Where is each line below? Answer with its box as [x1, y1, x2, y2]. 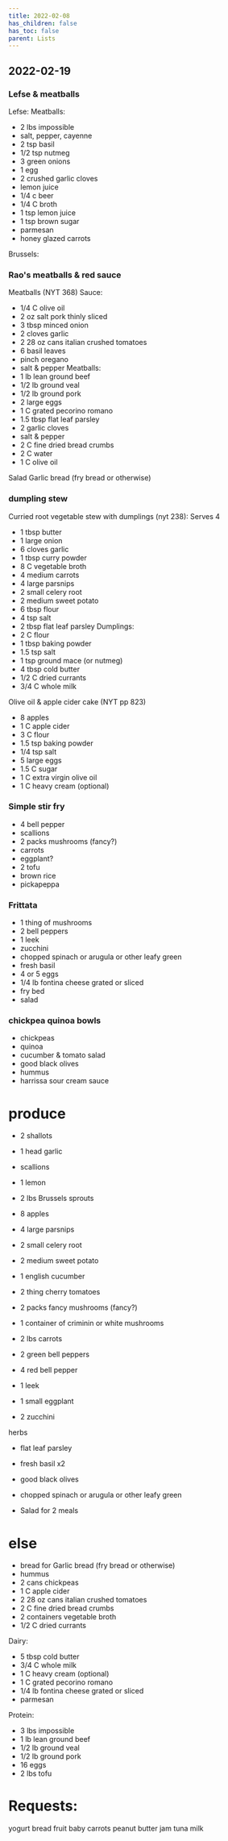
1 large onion [19, 535, 63, 545]
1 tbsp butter [19, 527, 62, 537]
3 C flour [19, 729, 50, 739]
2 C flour [19, 630, 50, 639]
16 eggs [19, 1760, 47, 1770]
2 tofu [19, 862, 40, 871]
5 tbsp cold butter [19, 1652, 80, 1661]
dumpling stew [8, 493, 68, 505]
